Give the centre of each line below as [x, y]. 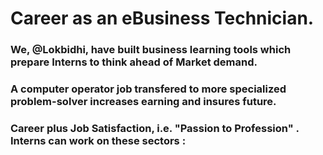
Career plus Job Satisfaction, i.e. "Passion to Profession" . [155, 128]
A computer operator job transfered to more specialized [148, 89]
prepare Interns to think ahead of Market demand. [134, 62]
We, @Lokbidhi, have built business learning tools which [151, 50]
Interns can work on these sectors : [98, 140]
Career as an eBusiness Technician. [162, 18]
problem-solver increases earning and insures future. [143, 102]
